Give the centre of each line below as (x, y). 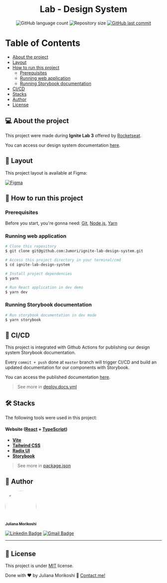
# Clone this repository (31, 246)
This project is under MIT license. (39, 566)
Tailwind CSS (26, 445)
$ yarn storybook (23, 320)
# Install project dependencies (39, 274)
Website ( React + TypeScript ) (36, 429)
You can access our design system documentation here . (63, 145)
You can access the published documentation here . (58, 377)
